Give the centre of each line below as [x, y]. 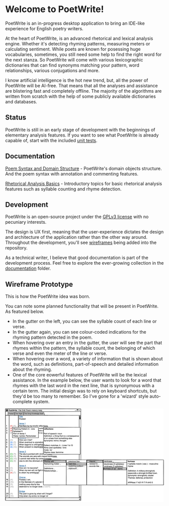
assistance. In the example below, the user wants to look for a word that [87, 380]
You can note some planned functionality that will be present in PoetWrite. [82, 306]
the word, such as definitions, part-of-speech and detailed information [86, 364]
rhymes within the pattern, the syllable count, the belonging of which [84, 348]
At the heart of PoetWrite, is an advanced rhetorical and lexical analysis [79, 38]
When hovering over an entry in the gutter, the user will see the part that [87, 343]
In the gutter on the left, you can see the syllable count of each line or [84, 322]
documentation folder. [28, 269]
